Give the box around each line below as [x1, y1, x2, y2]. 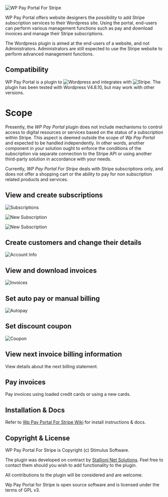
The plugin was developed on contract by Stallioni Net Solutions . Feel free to [5, 457, 163, 463]
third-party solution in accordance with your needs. [5, 156, 112, 162]
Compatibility [5, 65, 49, 74]
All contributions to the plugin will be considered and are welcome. [5, 472, 143, 478]
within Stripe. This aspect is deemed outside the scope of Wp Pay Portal [5, 134, 155, 140]
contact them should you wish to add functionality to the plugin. [5, 462, 137, 468]
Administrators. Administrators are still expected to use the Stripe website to [5, 46, 163, 51]
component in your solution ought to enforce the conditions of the [5, 145, 141, 151]
